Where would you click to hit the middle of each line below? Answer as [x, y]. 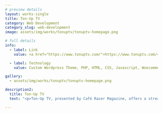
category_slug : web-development [38, 28]
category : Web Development [32, 23]
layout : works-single [27, 14]
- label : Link [24, 50]
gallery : [14, 76]
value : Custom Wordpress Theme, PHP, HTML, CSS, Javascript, [77, 68]
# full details [20, 41]
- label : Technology [30, 63]
